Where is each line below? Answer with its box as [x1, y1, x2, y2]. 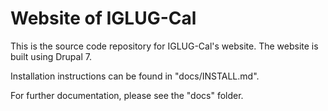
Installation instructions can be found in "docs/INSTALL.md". [10, 70, 260, 82]
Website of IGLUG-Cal [10, 7, 197, 30]
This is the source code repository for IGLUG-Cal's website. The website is [10, 40, 319, 52]
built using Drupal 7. [10, 50, 92, 62]
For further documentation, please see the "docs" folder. [10, 89, 244, 101]
